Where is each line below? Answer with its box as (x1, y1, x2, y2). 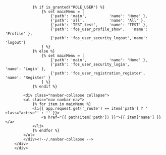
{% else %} (32, 49, 56, 54)
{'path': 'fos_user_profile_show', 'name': (50, 27, 148, 32)
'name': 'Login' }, (5, 66, 46, 71)
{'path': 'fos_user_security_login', (50, 62, 130, 67)
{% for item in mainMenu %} (32, 102, 92, 107)
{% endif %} (32, 84, 58, 89)
